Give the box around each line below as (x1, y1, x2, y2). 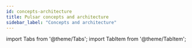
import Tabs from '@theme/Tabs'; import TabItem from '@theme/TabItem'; (6, 36, 187, 43)
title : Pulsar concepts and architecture (6, 14, 109, 20)
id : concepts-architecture (6, 8, 72, 15)
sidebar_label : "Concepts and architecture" (6, 19, 117, 25)
